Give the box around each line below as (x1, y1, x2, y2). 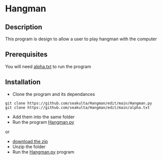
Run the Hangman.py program (12, 149, 75, 155)
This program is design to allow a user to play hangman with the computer (5, 36, 158, 42)
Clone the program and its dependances (12, 91, 95, 97)
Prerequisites (5, 50, 48, 59)
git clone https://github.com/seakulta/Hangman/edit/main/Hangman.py (5, 100, 153, 106)
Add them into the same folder (12, 114, 75, 120)
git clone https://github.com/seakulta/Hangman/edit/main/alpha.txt (5, 105, 150, 110)
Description (5, 23, 42, 31)
